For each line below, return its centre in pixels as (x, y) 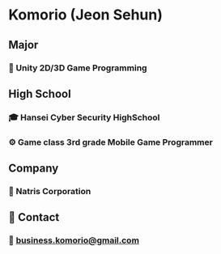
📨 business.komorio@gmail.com (74, 240)
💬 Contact (34, 217)
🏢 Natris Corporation (50, 192)
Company (34, 169)
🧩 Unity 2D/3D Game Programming (78, 68)
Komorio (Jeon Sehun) (86, 15)
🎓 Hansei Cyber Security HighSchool (84, 117)
